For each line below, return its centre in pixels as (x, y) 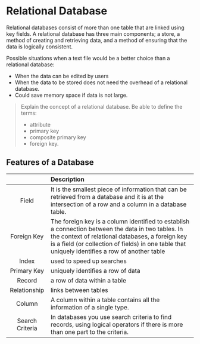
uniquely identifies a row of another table (108, 251)
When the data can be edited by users (62, 76)
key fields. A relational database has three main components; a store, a (93, 33)
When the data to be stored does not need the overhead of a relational (101, 82)
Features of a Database (50, 162)
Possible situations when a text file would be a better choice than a (88, 58)
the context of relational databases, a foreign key (119, 236)
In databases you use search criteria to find (111, 317)
